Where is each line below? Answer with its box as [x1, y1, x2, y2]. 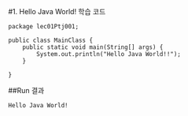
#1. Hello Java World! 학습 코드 [8, 7, 106, 16]
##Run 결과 [8, 86, 45, 95]
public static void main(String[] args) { [22, 43, 164, 51]
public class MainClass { [8, 36, 93, 44]
